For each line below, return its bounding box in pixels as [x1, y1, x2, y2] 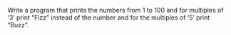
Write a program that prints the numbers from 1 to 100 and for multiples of [7, 6, 224, 14]
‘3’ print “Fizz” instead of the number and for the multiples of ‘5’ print [7, 13, 210, 22]
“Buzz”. [7, 21, 29, 29]
